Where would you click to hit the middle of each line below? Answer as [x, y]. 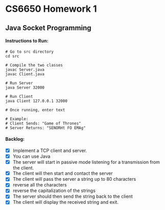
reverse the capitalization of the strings [54, 191]
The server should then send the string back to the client [73, 196]
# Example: [17, 119]
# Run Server [19, 83]
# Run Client [19, 96]
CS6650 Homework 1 [51, 9]
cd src [12, 56]
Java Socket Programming [48, 28]
